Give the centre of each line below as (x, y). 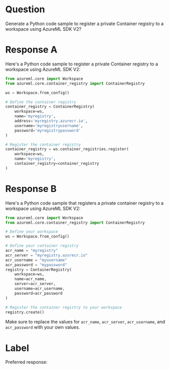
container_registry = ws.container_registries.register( (67, 149)
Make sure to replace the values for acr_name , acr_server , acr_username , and (85, 322)
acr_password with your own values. (43, 327)
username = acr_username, (40, 289)
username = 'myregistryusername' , (49, 126)
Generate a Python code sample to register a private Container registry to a (84, 24)
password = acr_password (39, 293)
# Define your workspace (32, 232)
